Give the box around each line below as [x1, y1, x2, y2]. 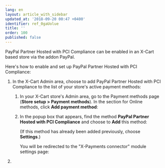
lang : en [5, 7, 23, 12]
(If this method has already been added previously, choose [19, 128, 141, 134]
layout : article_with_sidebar [5, 12, 68, 17]
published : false [5, 35, 41, 40]
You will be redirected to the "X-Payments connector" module [19, 143, 147, 149]
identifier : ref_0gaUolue [5, 21, 59, 26]
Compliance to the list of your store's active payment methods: [12, 84, 142, 89]
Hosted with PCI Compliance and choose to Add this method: [19, 119, 148, 125]
